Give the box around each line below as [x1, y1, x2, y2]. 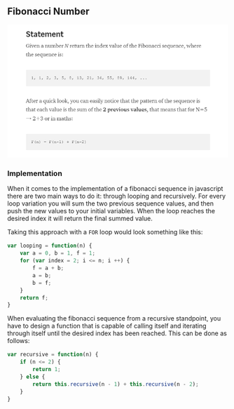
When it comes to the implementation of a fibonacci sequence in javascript [7, 185, 223, 193]
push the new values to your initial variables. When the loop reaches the [7, 207, 216, 215]
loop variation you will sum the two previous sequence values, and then [7, 199, 214, 208]
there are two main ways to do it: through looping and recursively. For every [7, 192, 226, 201]
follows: [7, 337, 30, 345]
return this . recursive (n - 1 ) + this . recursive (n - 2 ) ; [32, 380, 199, 388]
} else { [20, 373, 46, 380]
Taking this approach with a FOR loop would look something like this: [7, 228, 203, 236]
